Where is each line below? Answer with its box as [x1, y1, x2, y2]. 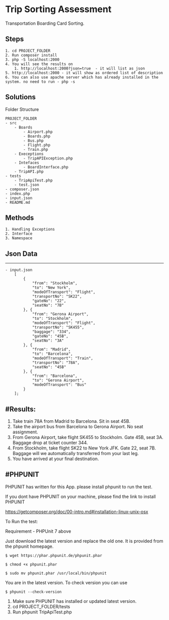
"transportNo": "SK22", [32, 294, 82, 299]
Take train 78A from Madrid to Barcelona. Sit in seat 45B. [12, 418, 131, 424]
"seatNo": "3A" [32, 338, 64, 344]
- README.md [5, 200, 30, 205]
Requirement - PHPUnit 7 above [5, 528, 71, 534]
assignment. [12, 429, 38, 435]
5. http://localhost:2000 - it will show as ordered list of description [5, 70, 163, 75]
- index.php [5, 191, 30, 196]
